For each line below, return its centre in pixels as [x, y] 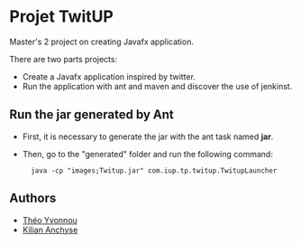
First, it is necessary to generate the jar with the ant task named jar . [148, 136]
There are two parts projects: [64, 59]
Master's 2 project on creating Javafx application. [101, 42]
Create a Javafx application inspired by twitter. [109, 76]
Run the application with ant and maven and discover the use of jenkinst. [157, 86]
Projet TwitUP [62, 17]
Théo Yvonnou [50, 220]
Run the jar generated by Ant [91, 115]
